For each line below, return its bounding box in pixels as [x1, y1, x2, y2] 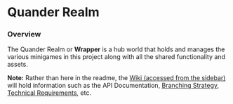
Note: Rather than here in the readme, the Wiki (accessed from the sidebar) [7, 74, 226, 82]
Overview [7, 30, 41, 39]
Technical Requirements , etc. [7, 89, 91, 97]
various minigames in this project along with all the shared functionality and [7, 53, 226, 61]
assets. [7, 60, 28, 69]
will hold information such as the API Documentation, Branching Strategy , [7, 82, 220, 90]
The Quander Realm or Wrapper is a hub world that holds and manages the [7, 45, 225, 53]
